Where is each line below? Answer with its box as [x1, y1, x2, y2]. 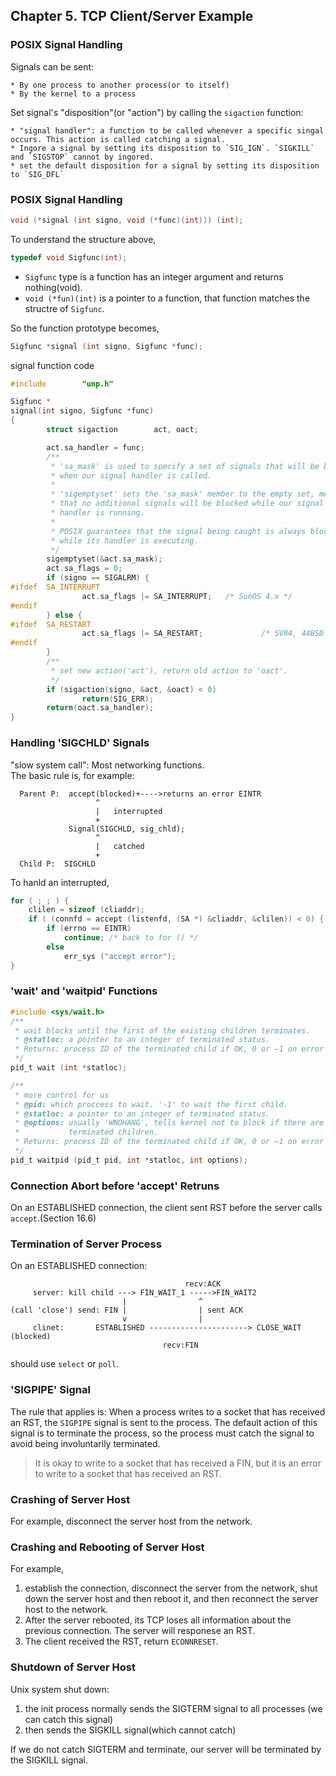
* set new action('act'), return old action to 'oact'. [50, 665, 288, 676]
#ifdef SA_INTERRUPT [10, 582, 101, 593]
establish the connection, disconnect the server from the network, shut [24, 1582, 318, 1594]
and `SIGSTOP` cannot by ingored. [10, 152, 155, 162]
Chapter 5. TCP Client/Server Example [10, 8, 254, 25]
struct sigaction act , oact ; [46, 425, 199, 435]
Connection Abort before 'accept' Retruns [10, 1179, 220, 1193]
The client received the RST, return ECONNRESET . [24, 1635, 219, 1648]
